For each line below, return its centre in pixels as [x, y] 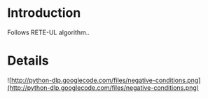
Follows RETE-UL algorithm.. [48, 32]
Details [28, 61]
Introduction [44, 13]
